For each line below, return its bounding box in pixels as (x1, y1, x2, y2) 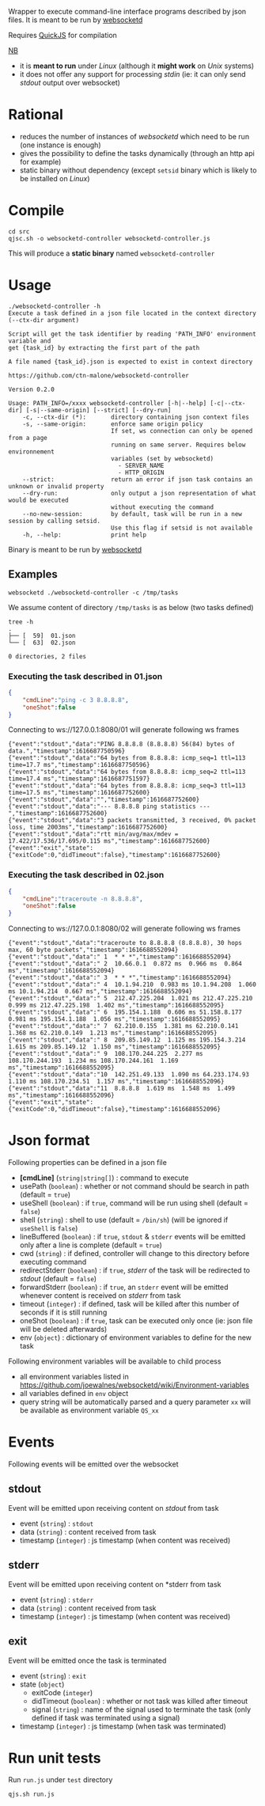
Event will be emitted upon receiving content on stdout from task (8, 1503, 219, 1512)
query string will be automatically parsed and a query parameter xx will (19, 1397, 252, 1407)
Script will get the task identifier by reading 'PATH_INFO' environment (8, 330, 257, 338)
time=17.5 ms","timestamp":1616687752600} (8, 789, 150, 797)
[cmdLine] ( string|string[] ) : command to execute (19, 1173, 189, 1182)
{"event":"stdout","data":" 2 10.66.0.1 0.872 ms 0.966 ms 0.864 (8, 960, 243, 968)
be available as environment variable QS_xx (19, 1406, 160, 1415)
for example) (19, 157, 62, 166)
